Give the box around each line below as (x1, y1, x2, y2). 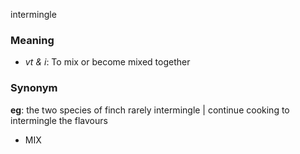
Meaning (10, 33, 55, 47)
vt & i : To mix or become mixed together (24, 56, 191, 68)
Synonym (10, 81, 58, 95)
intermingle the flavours (10, 114, 108, 126)
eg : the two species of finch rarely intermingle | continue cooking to (10, 104, 290, 116)
